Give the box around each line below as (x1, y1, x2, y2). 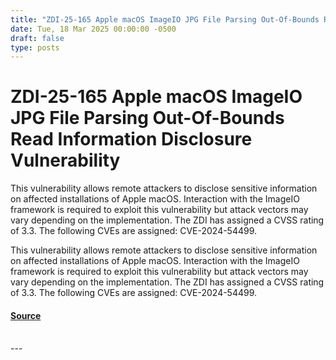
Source (10, 309, 42, 321)
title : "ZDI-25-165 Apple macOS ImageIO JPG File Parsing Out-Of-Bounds (10, 14, 320, 25)
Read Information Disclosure (10, 128, 253, 151)
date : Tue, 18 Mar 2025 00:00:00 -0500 (10, 24, 177, 34)
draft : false (10, 33, 65, 43)
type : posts (10, 42, 60, 53)
